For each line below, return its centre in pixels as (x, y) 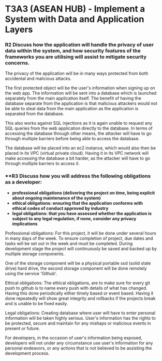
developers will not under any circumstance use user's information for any (79, 343)
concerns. (17, 63)
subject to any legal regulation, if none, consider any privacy (74, 218)
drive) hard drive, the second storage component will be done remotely (76, 268)
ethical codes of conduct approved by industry (60, 208)
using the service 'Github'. (31, 273)
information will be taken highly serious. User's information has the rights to (81, 318)
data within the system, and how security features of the (73, 51)
